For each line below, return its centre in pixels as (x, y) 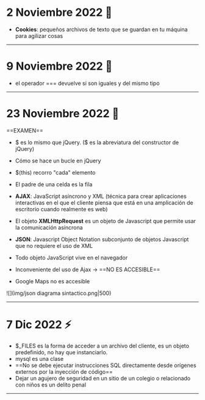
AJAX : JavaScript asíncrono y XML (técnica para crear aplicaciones (101, 196)
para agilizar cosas (39, 35)
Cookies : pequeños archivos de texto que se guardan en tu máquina (101, 29)
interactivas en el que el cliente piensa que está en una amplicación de (104, 202)
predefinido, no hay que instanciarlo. (61, 352)
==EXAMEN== (25, 130)
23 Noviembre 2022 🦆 (63, 114)
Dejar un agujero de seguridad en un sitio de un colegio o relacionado (103, 378)
